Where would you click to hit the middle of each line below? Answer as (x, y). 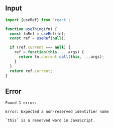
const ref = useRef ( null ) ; (38, 38)
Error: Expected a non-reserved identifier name (57, 112)
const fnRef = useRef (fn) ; (38, 34)
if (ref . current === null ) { (40, 47)
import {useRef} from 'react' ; (38, 20)
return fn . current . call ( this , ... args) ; (61, 57)
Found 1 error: (21, 103)
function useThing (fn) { (31, 29)
